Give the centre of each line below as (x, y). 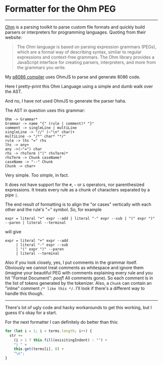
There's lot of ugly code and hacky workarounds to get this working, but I (78, 307)
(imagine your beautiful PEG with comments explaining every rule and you (79, 273)
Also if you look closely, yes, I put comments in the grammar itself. (71, 262)
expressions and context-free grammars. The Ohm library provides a (85, 57)
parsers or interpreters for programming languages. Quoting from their (76, 32)
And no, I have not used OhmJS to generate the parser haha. (66, 101)
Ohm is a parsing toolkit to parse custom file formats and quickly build (75, 27)
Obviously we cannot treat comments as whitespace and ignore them (74, 267)
